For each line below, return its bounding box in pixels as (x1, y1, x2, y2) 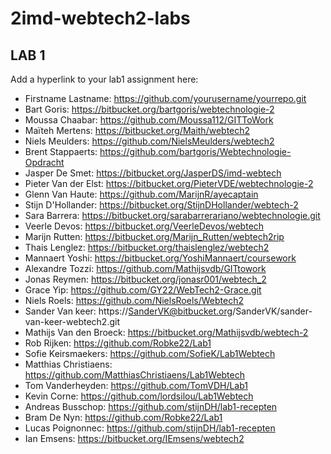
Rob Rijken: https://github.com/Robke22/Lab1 (24, 337, 212, 349)
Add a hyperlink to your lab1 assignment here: (10, 73, 199, 85)
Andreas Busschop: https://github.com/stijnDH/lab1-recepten (24, 401, 278, 412)
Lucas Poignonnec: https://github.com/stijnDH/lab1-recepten (24, 422, 276, 434)
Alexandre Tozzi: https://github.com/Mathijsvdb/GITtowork (24, 263, 267, 274)
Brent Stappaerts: (24, 146, 98, 157)
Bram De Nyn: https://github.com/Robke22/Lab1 (24, 412, 223, 423)
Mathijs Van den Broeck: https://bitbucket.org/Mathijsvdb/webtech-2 (24, 327, 309, 338)
